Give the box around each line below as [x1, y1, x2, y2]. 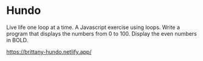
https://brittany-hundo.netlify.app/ [6, 48, 92, 55]
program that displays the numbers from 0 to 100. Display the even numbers [6, 30, 198, 37]
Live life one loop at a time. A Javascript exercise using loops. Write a [6, 24, 181, 31]
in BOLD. [6, 36, 29, 43]
